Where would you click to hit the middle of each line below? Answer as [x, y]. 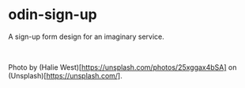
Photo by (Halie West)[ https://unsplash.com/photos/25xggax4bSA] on [122, 67]
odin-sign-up [53, 15]
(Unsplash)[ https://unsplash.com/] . [65, 75]
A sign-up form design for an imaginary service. [86, 36]
